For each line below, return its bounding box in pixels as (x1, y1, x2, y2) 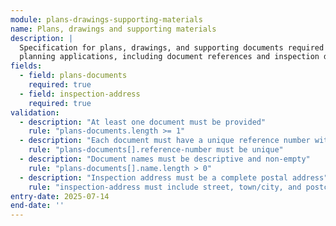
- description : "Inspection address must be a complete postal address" (19, 172, 329, 183)
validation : (10, 107, 60, 118)
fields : (10, 61, 43, 71)
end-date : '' (10, 201, 65, 211)
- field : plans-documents (19, 71, 128, 81)
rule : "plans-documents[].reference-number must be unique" (28, 145, 284, 155)
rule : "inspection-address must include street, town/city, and (28, 182, 302, 192)
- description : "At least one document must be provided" (19, 117, 267, 127)
